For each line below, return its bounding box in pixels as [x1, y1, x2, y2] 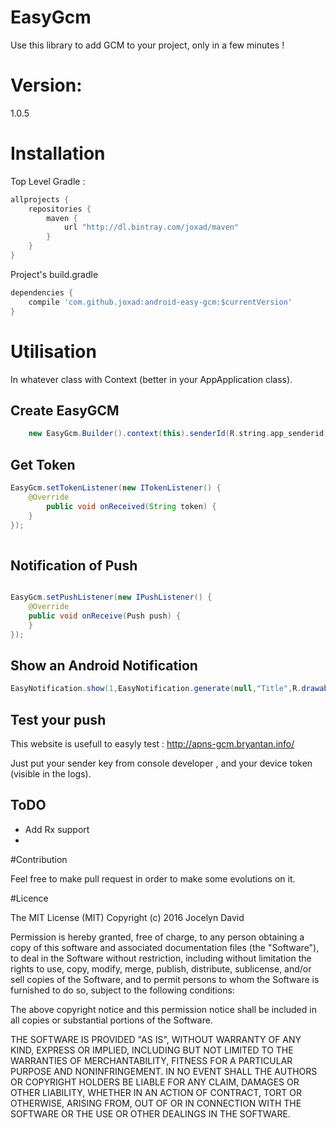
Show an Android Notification [10, 657, 198, 674]
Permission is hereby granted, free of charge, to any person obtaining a [10, 931, 305, 943]
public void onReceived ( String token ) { [46, 501, 217, 511]
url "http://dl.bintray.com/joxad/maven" [63, 222, 240, 233]
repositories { [28, 204, 92, 214]
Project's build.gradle [10, 268, 99, 280]
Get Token [10, 456, 76, 473]
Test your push [10, 711, 107, 728]
